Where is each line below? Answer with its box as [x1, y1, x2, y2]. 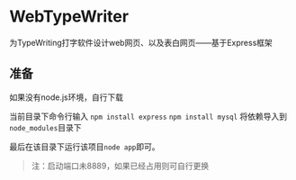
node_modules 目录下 [9, 121, 82, 132]
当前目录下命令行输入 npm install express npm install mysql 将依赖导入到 [9, 111, 288, 121]
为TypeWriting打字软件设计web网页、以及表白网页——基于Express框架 [9, 37, 273, 48]
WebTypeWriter [9, 6, 129, 27]
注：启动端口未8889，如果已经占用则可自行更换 [31, 160, 210, 171]
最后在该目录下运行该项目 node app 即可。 [9, 141, 160, 152]
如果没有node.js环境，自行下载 [9, 92, 124, 103]
